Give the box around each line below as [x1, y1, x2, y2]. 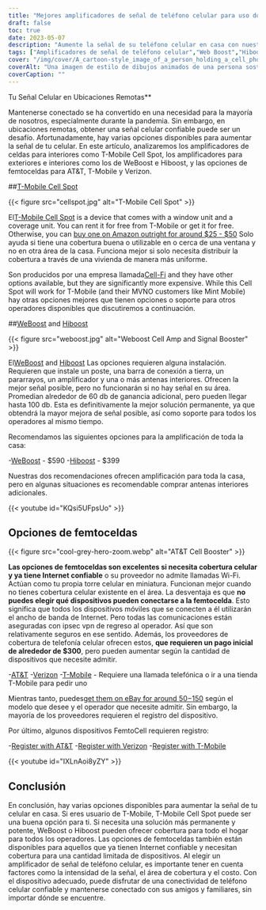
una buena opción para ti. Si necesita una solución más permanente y [8, 817, 236, 827]
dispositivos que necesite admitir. [8, 654, 117, 665]
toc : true [8, 26, 41, 34]
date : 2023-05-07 [8, 33, 66, 42]
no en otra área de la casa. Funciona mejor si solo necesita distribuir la [8, 246, 239, 256]
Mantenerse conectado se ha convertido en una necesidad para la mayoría [8, 108, 253, 117]
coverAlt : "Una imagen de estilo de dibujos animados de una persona [8, 63, 243, 71]
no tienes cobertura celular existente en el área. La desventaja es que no [8, 587, 246, 597]
